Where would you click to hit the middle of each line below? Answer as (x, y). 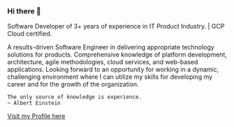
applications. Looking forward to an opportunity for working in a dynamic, (113, 70)
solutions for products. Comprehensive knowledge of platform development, (117, 54)
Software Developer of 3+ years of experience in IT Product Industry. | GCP (116, 27)
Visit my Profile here (36, 116)
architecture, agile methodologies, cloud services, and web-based (103, 62)
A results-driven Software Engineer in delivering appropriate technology (111, 47)
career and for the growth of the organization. (73, 84)
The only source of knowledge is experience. (74, 97)
